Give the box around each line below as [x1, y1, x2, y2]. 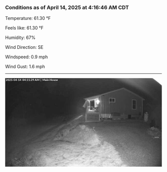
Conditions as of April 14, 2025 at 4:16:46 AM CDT [5, 4, 129, 11]
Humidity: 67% [5, 34, 36, 41]
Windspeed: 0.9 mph [5, 54, 48, 60]
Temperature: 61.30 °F [5, 15, 51, 21]
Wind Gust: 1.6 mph [5, 64, 45, 70]
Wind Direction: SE [5, 44, 44, 50]
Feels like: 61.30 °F [5, 25, 44, 31]
